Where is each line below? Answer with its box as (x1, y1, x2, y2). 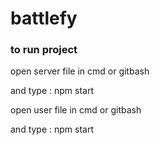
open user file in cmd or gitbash (10, 104, 142, 116)
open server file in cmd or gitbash (10, 65, 150, 77)
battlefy (10, 7, 78, 30)
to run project (10, 43, 78, 57)
